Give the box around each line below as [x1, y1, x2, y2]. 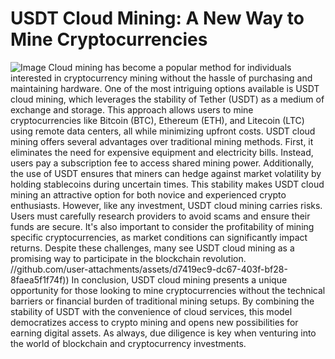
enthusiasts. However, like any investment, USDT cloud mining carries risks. [10, 199, 323, 211]
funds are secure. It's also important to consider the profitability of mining [10, 220, 315, 232]
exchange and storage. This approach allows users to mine [10, 103, 254, 116]
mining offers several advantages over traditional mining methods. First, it [10, 135, 314, 147]
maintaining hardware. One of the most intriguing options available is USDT [10, 82, 320, 94]
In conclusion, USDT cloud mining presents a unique [71, 273, 288, 286]
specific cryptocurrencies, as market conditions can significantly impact [10, 231, 308, 243]
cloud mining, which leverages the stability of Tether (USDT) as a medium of [10, 93, 325, 105]
